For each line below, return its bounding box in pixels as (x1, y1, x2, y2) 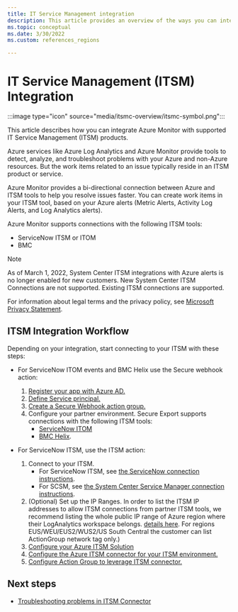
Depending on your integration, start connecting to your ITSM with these (7, 344, 220, 352)
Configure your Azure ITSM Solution (28, 542, 135, 550)
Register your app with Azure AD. (28, 386, 125, 395)
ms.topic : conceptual (7, 23, 72, 30)
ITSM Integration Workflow (7, 326, 130, 338)
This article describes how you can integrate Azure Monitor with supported (7, 126, 227, 135)
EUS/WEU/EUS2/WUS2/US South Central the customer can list (28, 527, 212, 535)
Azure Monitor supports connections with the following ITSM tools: (7, 220, 203, 228)
